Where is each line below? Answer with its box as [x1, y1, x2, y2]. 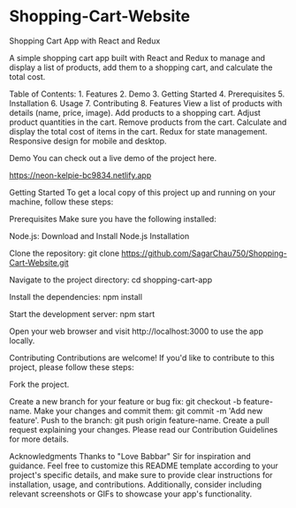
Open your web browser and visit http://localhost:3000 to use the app [9, 326, 263, 336]
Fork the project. [9, 379, 70, 389]
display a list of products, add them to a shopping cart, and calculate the [9, 62, 273, 73]
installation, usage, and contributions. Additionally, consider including [9, 479, 262, 489]
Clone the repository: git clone [9, 248, 120, 258]
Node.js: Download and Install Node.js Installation [9, 230, 190, 241]
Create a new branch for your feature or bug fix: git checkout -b [9, 396, 241, 406]
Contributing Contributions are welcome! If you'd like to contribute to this [9, 352, 276, 363]
